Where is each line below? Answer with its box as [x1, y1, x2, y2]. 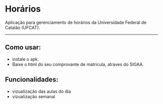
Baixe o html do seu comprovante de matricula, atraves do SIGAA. [12, 61, 144, 67]
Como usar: [5, 43, 41, 52]
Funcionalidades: [5, 75, 59, 84]
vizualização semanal [12, 93, 55, 99]
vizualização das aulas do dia [12, 88, 71, 94]
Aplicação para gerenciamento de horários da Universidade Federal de [5, 19, 147, 25]
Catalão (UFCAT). [5, 24, 40, 30]
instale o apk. [12, 56, 39, 62]
